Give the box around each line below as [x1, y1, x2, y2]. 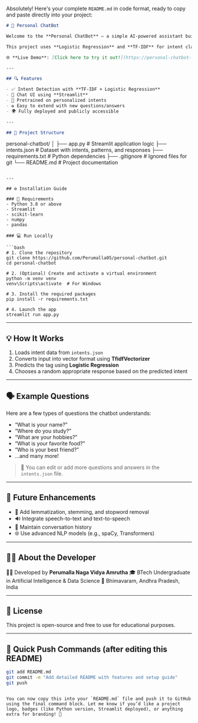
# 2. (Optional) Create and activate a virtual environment [6, 270, 157, 276]
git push [6, 680, 28, 686]
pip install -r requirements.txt [6, 296, 88, 302]
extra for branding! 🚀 [6, 711, 62, 717]
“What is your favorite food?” [14, 440, 85, 447]
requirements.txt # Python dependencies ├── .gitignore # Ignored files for [6, 153, 187, 160]
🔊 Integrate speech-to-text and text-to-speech [14, 515, 131, 522]
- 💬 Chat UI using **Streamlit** [6, 92, 88, 98]
